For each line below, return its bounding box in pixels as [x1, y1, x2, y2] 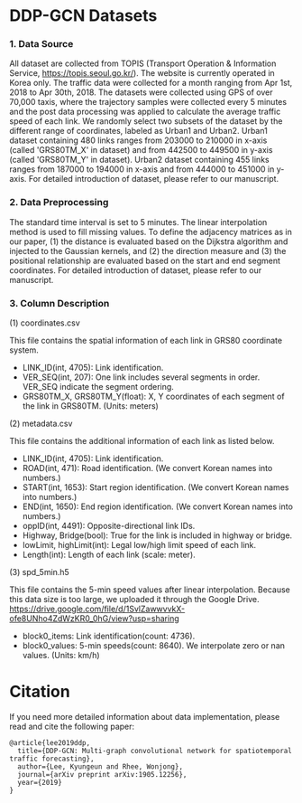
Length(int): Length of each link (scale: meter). [22, 549, 196, 561]
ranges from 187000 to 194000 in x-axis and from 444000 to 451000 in [9, 164, 275, 175]
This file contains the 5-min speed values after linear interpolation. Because [9, 584, 290, 595]
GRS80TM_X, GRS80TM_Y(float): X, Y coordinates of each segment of [22, 391, 286, 402]
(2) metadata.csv [9, 418, 73, 430]
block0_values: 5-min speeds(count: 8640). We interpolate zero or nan [22, 640, 286, 651]
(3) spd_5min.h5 [9, 567, 69, 578]
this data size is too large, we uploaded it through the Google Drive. [9, 594, 260, 605]
